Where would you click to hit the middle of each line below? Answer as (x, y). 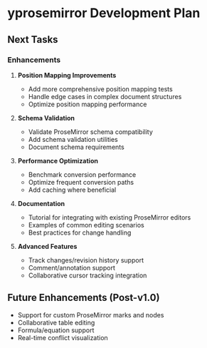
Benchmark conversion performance (82, 174)
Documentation (41, 203)
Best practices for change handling (80, 232)
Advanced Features (47, 246)
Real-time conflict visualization (63, 337)
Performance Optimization (58, 160)
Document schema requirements (76, 147)
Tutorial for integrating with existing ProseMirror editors (110, 217)
